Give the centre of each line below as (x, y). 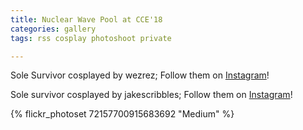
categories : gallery (53, 29)
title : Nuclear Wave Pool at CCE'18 (86, 19)
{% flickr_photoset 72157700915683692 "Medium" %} (122, 114)
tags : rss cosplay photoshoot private (91, 38)
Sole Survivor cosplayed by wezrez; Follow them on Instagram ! (140, 75)
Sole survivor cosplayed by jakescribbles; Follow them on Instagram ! (151, 95)
